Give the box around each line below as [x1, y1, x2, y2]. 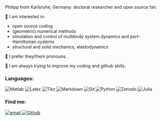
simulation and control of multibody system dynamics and [12, 34, 129, 39]
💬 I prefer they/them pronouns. [5, 53, 67, 59]
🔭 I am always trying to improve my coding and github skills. [5, 63, 126, 69]
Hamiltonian [12, 39, 37, 45]
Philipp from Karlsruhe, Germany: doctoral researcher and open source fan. [5, 4, 158, 10]
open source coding [12, 23, 53, 29]
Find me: [5, 98, 26, 105]
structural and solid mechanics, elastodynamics [12, 44, 109, 49]
